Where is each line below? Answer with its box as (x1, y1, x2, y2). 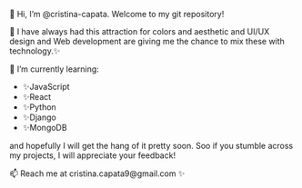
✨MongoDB (22, 123, 67, 133)
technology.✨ (9, 45, 61, 56)
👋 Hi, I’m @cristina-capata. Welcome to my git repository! (9, 9, 225, 19)
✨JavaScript (22, 82, 70, 92)
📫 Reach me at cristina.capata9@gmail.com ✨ (9, 168, 186, 179)
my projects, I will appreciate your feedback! (9, 150, 176, 161)
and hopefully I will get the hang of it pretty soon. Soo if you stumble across (9, 141, 294, 151)
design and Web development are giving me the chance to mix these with (9, 36, 285, 46)
